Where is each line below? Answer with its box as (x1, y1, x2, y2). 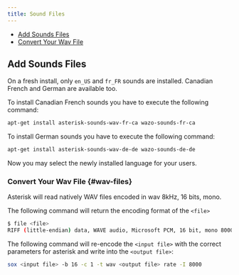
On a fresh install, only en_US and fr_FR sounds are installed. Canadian (7, 77, 213, 85)
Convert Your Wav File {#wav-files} (7, 177, 133, 187)
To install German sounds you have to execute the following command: (7, 132, 216, 141)
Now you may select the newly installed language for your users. (7, 159, 197, 168)
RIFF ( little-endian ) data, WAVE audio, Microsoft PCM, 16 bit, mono (7, 227, 218, 234)
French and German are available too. (7, 85, 117, 93)
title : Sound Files (7, 10, 65, 18)
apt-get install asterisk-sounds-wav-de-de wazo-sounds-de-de (7, 146, 196, 153)
